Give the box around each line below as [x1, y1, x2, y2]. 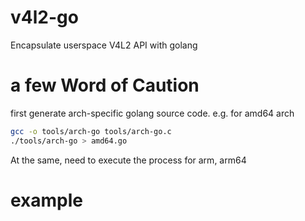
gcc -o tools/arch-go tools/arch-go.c [10, 126, 172, 136]
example [10, 189, 84, 211]
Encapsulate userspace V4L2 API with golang [10, 39, 198, 51]
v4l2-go [10, 6, 79, 29]
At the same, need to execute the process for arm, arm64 [10, 154, 247, 166]
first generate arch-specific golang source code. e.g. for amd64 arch [10, 107, 295, 119]
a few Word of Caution [10, 74, 200, 97]
